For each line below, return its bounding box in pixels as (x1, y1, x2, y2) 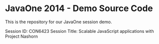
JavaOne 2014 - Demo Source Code (5, 3, 153, 14)
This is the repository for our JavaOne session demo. (5, 19, 113, 25)
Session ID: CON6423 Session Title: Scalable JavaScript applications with (5, 28, 154, 34)
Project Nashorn (5, 33, 38, 39)
